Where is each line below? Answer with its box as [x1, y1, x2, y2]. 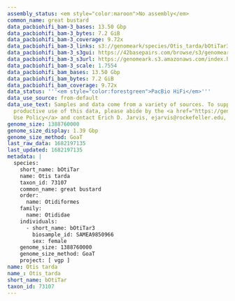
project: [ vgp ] [20, 257, 71, 264]
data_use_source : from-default [7, 95, 99, 102]
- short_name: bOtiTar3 [25, 224, 96, 231]
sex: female [32, 237, 68, 244]
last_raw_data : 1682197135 [7, 140, 86, 147]
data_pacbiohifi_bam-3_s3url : [7, 56, 96, 63]
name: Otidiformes [25, 198, 80, 206]
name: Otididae [25, 212, 71, 219]
